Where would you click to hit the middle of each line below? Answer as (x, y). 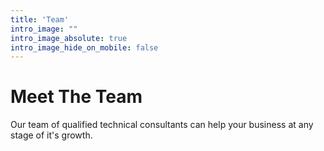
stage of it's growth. (51, 135)
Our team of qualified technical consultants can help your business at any (162, 125)
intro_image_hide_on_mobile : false (84, 47)
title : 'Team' (40, 19)
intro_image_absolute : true (69, 38)
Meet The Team (76, 97)
